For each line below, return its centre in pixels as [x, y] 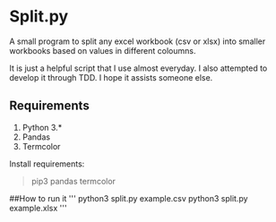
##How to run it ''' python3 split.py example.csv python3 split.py [129, 198]
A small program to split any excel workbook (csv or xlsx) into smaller [138, 41]
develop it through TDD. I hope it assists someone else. [111, 77]
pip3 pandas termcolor [73, 181]
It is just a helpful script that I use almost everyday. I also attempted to [138, 68]
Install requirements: [47, 164]
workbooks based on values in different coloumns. [103, 50]
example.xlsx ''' [38, 208]
